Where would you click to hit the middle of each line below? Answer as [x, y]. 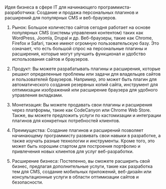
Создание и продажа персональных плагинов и [87, 12]
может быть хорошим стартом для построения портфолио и [76, 146]
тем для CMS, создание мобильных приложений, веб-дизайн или [82, 172]
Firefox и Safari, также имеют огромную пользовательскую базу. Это [85, 43]
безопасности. [27, 182]
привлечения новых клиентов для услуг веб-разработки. [73, 151]
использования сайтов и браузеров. [50, 59]
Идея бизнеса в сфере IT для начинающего [51, 7]
